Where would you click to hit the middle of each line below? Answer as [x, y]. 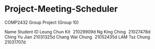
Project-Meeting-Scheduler [61, 9]
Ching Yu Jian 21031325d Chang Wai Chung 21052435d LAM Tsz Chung [77, 37]
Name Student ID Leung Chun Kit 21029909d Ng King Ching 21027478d [77, 32]
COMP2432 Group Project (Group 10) [42, 22]
